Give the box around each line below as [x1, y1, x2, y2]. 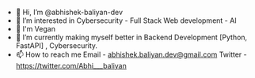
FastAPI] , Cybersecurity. [15, 41, 97, 50]
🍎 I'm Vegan [15, 24, 55, 33]
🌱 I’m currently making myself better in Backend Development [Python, [15, 32, 248, 42]
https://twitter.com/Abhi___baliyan [15, 61, 127, 70]
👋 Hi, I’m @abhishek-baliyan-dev [15, 8, 123, 17]
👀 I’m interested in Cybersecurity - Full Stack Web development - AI [15, 16, 237, 25]
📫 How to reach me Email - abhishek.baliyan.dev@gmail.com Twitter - [15, 50, 247, 59]
